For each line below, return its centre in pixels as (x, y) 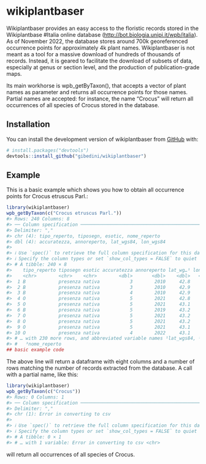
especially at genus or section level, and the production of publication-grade (103, 67)
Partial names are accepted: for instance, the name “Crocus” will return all (100, 99)
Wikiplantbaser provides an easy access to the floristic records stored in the (103, 28)
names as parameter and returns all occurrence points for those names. (97, 92)
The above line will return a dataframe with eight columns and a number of (101, 362)
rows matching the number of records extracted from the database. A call (99, 368)
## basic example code (35, 350)
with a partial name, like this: (42, 375)
